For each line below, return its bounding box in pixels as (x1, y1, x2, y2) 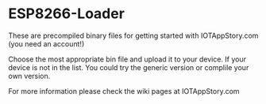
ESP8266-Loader (8, 5, 125, 23)
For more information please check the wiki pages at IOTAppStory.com (8, 86, 240, 95)
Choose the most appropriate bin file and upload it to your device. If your (8, 54, 246, 64)
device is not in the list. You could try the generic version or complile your (8, 62, 249, 72)
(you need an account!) (8, 39, 85, 48)
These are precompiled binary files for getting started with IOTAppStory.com (8, 31, 259, 40)
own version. (8, 71, 51, 80)
